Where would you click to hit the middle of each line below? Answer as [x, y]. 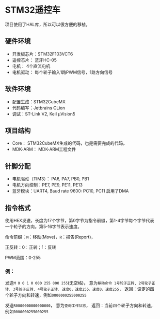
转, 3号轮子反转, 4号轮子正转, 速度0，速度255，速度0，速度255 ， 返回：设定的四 [80, 289]
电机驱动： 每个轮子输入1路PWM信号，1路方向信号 [62, 72]
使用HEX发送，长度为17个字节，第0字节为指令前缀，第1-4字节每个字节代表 [80, 220]
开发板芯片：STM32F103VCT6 [42, 54]
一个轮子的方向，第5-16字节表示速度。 [44, 226]
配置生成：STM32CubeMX [39, 102]
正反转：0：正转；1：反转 [31, 247]
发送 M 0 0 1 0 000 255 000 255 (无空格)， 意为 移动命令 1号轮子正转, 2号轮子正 [80, 283]
